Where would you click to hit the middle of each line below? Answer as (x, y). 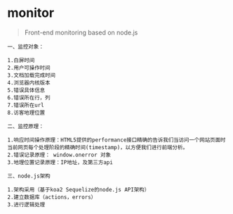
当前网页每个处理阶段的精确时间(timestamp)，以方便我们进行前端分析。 (98, 147)
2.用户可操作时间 (29, 68)
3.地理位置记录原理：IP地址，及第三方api (60, 162)
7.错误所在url (26, 105)
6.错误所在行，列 (29, 97)
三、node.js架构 (29, 176)
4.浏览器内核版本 (29, 82)
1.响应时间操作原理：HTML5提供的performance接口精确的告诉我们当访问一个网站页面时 (116, 140)
